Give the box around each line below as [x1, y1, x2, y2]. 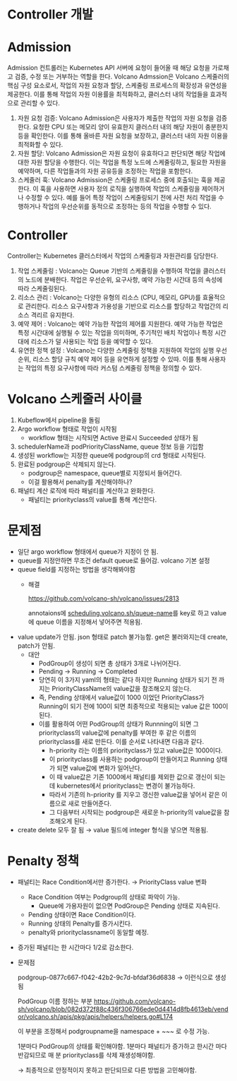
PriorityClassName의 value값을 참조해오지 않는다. [51, 684, 192, 692]
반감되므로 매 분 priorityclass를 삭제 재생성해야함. [17, 1051, 155, 1059]
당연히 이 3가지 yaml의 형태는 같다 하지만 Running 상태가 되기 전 [38, 675, 217, 684]
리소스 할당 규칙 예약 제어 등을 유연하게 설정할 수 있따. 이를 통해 [32, 355, 207, 364]
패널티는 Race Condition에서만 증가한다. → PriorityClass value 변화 [17, 878, 207, 886]
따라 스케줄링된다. [17, 284, 67, 293]
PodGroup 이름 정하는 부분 [17, 997, 93, 1005]
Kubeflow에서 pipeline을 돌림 [17, 416, 101, 424]
